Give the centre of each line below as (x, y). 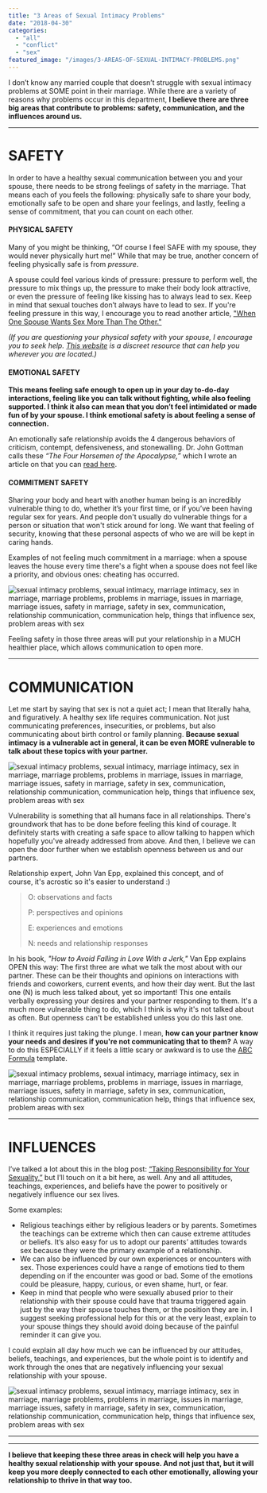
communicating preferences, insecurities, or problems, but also (112, 726)
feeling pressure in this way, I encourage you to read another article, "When (132, 314)
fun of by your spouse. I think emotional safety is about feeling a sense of (132, 415)
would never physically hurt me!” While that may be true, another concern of (133, 256)
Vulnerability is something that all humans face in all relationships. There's (130, 816)
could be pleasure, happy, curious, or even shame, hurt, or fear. (124, 1284)
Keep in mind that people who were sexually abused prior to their (126, 1293)
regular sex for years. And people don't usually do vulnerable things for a (128, 517)
